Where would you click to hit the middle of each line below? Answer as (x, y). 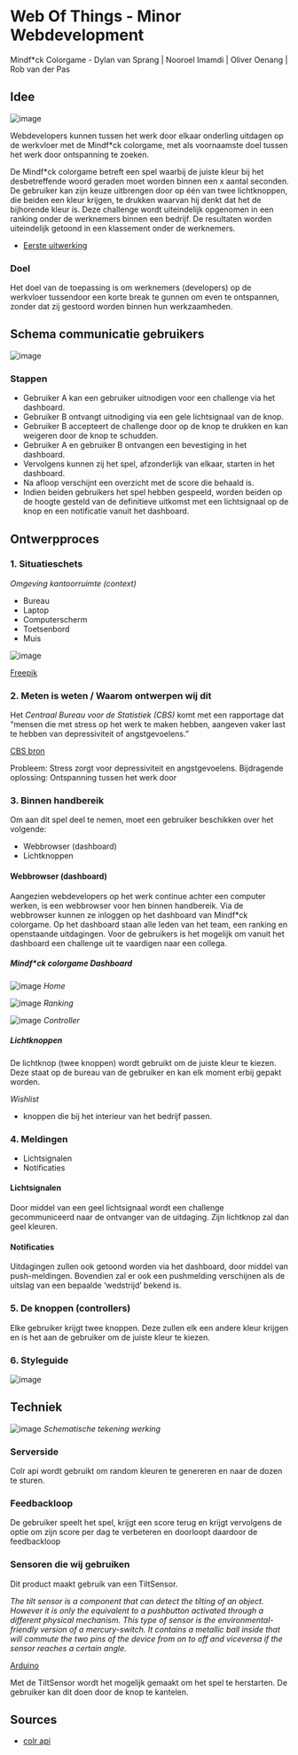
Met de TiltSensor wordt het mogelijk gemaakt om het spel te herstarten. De (149, 1682)
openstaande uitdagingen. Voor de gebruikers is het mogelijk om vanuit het (147, 934)
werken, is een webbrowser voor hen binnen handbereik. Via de (127, 905)
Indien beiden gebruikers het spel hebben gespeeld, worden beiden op (153, 492)
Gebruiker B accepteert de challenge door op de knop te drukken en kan (156, 427)
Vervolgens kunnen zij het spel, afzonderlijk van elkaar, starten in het (149, 464)
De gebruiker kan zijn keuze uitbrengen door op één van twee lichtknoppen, (149, 190)
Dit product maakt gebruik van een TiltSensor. (94, 1584)
